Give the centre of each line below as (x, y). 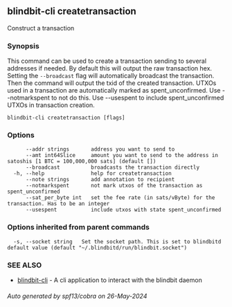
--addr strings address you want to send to (100, 149)
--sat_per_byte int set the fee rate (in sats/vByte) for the (120, 198)
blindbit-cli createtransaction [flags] (66, 118)
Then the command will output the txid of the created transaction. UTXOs (112, 83)
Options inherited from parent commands (79, 227)
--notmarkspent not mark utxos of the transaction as (114, 186)
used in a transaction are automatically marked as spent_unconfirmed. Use (114, 91)
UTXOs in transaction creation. (51, 105)
